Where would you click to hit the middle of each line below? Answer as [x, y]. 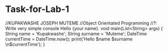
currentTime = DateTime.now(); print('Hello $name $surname [69, 39]
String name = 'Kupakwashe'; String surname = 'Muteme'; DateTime [76, 33]
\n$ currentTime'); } [25, 44]
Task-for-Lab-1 [37, 9]
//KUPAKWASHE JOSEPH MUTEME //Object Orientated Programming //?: [81, 23]
